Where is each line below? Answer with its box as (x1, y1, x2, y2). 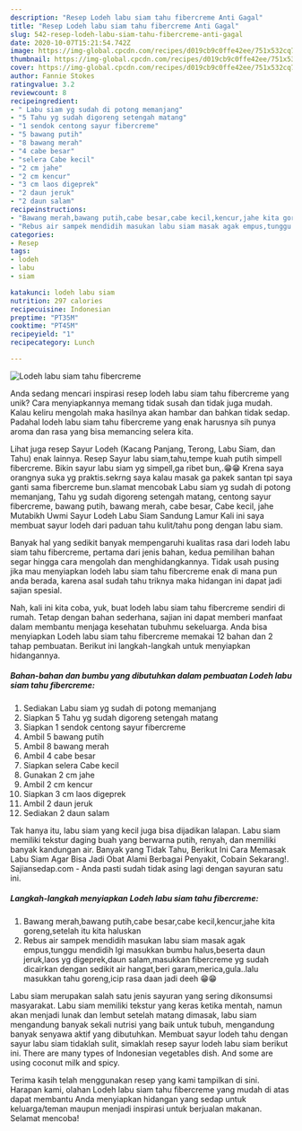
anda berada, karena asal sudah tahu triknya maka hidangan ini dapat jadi (10, 575, 282, 586)
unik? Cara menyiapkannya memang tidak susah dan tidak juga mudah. (10, 397, 273, 408)
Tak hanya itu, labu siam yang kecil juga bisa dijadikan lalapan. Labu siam (10, 825, 281, 836)
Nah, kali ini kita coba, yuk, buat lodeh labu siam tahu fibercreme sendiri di (10, 602, 286, 613)
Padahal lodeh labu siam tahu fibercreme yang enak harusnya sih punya (10, 416, 276, 427)
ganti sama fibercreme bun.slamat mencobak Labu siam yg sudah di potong (10, 481, 290, 492)
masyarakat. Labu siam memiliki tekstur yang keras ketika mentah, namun (10, 1000, 283, 1011)
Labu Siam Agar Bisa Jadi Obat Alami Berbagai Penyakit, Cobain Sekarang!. (10, 854, 289, 864)
